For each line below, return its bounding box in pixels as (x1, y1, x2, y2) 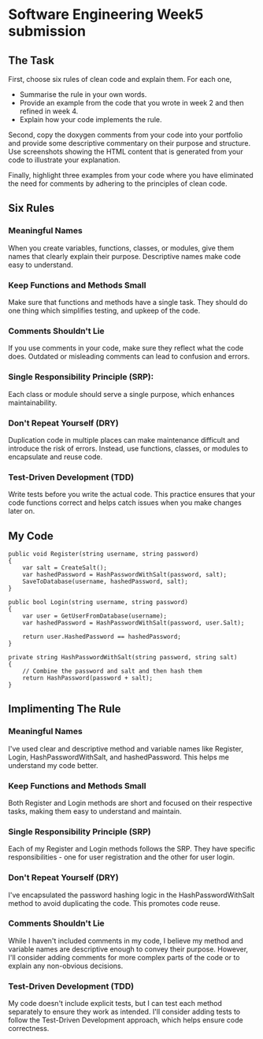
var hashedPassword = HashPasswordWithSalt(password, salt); (22, 570, 227, 578)
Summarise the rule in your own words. (19, 90, 147, 99)
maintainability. (8, 398, 57, 407)
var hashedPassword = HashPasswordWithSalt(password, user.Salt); (22, 618, 245, 627)
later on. (8, 507, 35, 516)
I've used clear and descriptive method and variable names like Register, (8, 744, 244, 753)
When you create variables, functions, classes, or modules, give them (8, 243, 235, 253)
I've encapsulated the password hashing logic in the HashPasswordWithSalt (8, 890, 255, 900)
